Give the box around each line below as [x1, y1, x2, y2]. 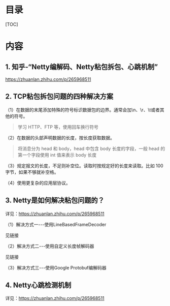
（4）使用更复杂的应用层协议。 [5, 179, 71, 186]
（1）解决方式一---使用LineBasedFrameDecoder [5, 221, 107, 227]
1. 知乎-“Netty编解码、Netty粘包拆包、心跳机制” [5, 63, 158, 71]
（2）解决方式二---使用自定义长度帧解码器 [5, 243, 94, 249]
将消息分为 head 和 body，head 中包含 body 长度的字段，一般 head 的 [17, 145, 165, 151]
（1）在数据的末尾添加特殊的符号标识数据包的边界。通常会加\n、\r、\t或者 [5, 107, 160, 113]
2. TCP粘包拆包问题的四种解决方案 [5, 92, 114, 101]
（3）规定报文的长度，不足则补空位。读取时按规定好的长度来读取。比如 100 [5, 163, 163, 169]
